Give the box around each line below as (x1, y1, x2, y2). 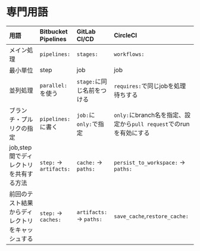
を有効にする (114, 129, 150, 137)
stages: (76, 51, 98, 57)
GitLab (76, 27, 96, 36)
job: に (76, 111, 95, 119)
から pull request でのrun (120, 120, 190, 128)
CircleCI (114, 31, 137, 39)
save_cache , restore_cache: (114, 212, 189, 220)
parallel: (39, 82, 68, 89)
